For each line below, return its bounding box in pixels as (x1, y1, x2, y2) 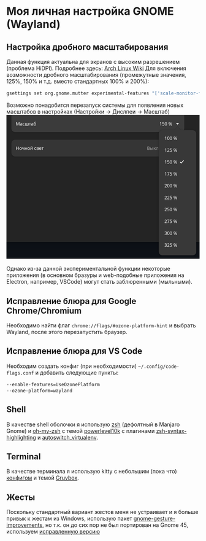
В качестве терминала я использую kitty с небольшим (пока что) (6, 468, 177, 475)
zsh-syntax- (156, 427, 187, 434)
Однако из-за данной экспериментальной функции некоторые (6, 265, 170, 273)
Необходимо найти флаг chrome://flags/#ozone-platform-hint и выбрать (6, 321, 196, 329)
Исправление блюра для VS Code (6, 346, 143, 357)
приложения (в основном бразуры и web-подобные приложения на (6, 271, 185, 279)
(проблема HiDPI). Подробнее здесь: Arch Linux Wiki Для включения (6, 64, 187, 72)
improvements (6, 521, 43, 529)
